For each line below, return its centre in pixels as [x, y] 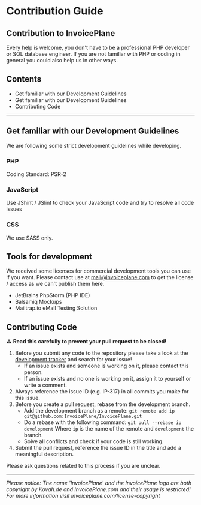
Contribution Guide [55, 11]
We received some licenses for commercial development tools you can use [99, 271]
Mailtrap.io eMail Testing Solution [56, 308]
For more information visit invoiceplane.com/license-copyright [83, 496]
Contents [24, 79]
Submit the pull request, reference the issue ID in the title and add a [98, 448]
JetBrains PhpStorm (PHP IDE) [52, 295]
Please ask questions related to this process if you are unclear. [83, 466]
